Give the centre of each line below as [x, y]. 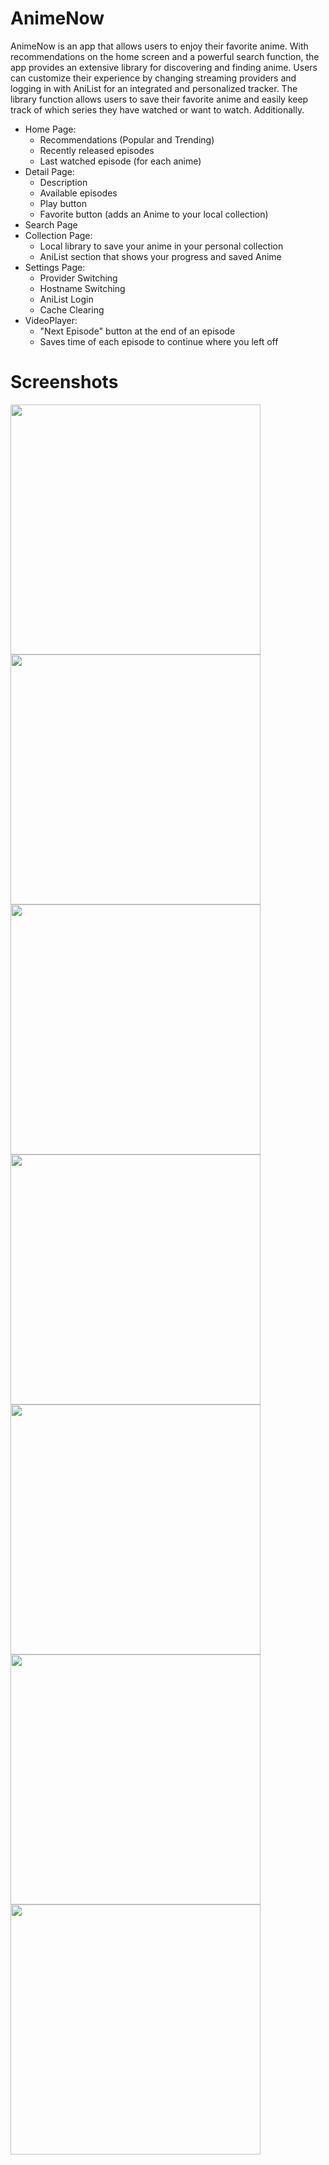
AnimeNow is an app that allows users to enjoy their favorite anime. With [159, 46]
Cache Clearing [72, 309]
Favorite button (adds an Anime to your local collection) [154, 214]
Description [63, 182]
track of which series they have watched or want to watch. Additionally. [157, 109]
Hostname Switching [82, 288]
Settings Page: [55, 267]
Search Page [51, 224]
